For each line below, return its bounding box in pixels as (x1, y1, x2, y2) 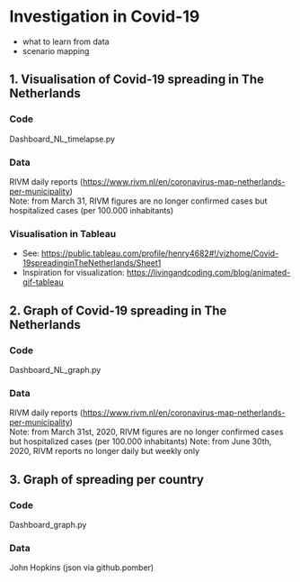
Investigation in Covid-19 (9, 6, 200, 27)
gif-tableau (22, 277, 64, 287)
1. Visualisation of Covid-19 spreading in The (9, 72, 265, 87)
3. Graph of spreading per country (9, 471, 205, 487)
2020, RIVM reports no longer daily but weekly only (9, 446, 200, 457)
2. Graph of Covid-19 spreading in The (9, 303, 227, 318)
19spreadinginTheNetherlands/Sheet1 (22, 258, 162, 268)
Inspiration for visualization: (22, 268, 126, 278)
